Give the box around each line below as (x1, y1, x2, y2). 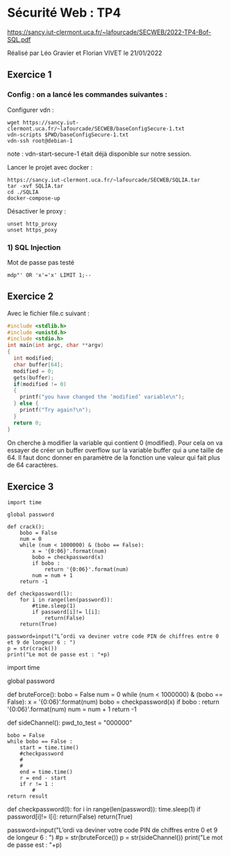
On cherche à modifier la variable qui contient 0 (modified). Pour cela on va (7, 438, 223, 446)
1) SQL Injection (7, 242, 61, 252)
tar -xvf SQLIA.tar (7, 182, 64, 189)
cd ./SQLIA (7, 188, 39, 195)
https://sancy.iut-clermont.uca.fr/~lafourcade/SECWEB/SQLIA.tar (7, 176, 200, 184)
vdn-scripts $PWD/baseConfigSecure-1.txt (7, 131, 129, 138)
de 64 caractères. (7, 460, 58, 469)
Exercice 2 (7, 291, 54, 302)
